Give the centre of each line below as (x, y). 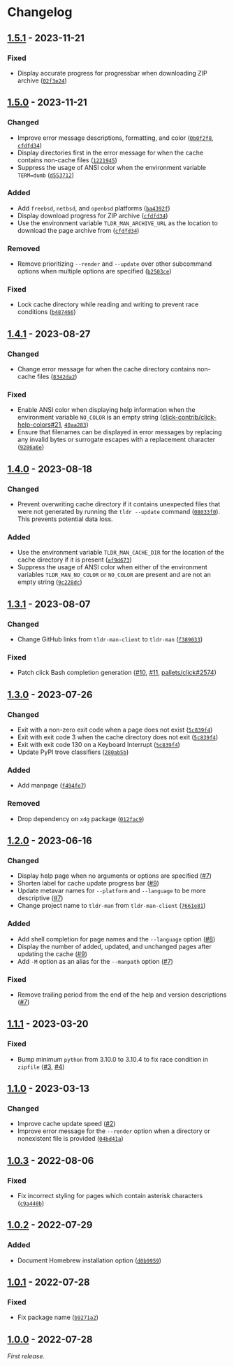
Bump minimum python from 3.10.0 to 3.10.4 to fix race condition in (112, 1059)
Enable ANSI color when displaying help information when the (106, 410)
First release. (26, 1356)
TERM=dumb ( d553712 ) (46, 175)
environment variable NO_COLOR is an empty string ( (90, 418)
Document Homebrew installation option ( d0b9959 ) (89, 1260)
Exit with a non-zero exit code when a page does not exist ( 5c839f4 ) (115, 730)
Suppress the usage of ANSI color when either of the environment (112, 567)
